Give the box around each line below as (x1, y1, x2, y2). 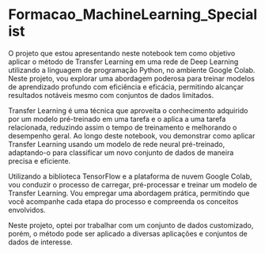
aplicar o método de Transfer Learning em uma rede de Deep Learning (8, 57, 239, 66)
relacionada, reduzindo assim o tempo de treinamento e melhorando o (8, 123, 237, 132)
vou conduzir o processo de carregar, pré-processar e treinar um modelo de (8, 179, 257, 189)
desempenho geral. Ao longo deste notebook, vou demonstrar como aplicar (8, 130, 256, 140)
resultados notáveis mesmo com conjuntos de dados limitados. (8, 90, 214, 100)
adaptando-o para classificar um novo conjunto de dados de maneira (8, 148, 234, 157)
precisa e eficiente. (8, 156, 71, 165)
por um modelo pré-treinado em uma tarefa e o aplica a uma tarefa (8, 114, 226, 123)
